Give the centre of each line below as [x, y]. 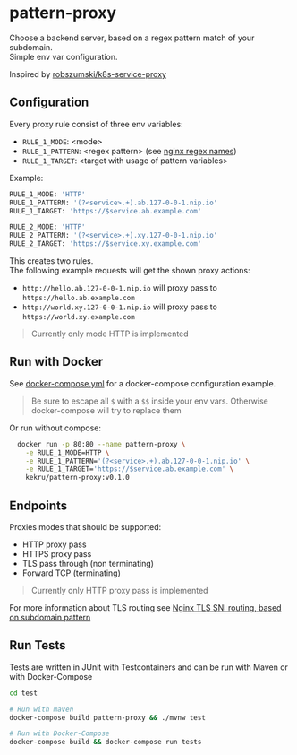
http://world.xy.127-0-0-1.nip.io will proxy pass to [119, 307]
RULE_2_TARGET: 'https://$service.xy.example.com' [106, 244]
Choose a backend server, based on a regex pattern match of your [132, 38]
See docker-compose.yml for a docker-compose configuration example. [143, 383]
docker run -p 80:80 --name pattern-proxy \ [102, 444]
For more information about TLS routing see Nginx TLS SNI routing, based [145, 607]
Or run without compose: [55, 428]
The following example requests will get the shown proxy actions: [130, 270]
